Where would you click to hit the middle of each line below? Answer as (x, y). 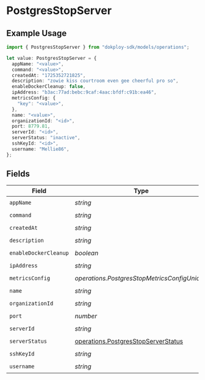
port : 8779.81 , (31, 126)
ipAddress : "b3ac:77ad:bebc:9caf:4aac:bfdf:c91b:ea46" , (84, 92)
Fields (18, 174)
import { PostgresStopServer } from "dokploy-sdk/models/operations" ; (98, 47)
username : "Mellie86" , (41, 149)
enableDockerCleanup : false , (49, 87)
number (86, 316)
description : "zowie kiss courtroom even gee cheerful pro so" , (95, 81)
